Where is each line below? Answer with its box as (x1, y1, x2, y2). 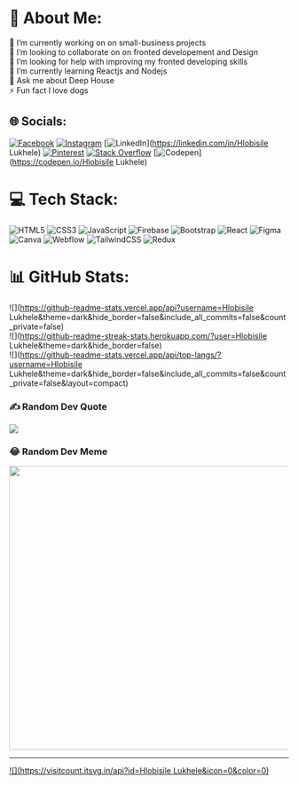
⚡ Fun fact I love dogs (9, 84, 89, 96)
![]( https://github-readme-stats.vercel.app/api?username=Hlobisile (9, 302, 255, 313)
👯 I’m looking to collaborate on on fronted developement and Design (9, 46, 259, 57)
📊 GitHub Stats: (9, 266, 130, 287)
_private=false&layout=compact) (9, 377, 129, 389)
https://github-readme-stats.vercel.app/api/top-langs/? (20, 349, 222, 360)
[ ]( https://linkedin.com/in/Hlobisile (103, 137, 269, 148)
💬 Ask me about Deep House (9, 75, 115, 85)
